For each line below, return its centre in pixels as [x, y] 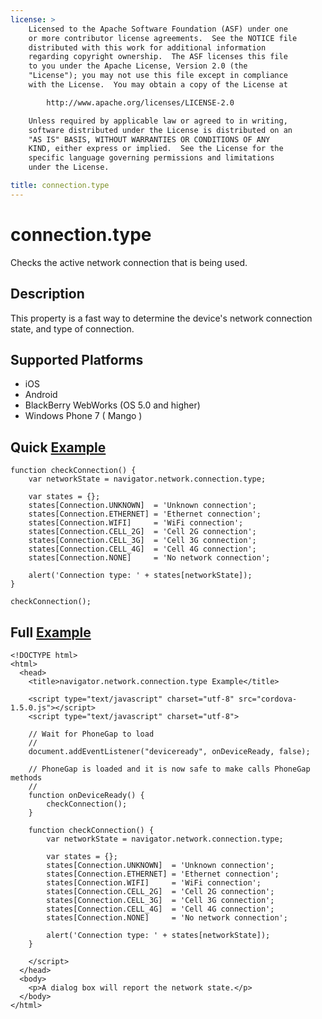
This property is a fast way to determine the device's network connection [161, 318]
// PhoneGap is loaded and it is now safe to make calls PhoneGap [169, 769]
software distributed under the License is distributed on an [160, 130]
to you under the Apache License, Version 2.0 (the [138, 66]
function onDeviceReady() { [86, 795]
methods [26, 777]
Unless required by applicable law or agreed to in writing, [158, 121]
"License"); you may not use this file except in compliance [158, 76]
